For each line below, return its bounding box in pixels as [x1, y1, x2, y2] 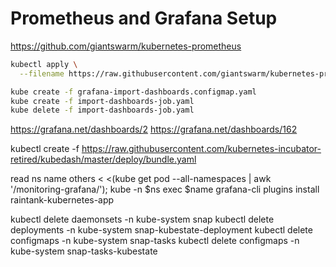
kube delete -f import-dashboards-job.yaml [10, 105, 195, 116]
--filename [19, 68, 65, 79]
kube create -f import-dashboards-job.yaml [10, 96, 195, 106]
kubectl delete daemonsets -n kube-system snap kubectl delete [10, 213, 275, 226]
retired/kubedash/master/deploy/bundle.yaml [10, 153, 197, 166]
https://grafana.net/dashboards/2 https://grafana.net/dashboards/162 [10, 123, 298, 136]
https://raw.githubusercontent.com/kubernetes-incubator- [81, 143, 322, 155]
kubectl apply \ [10, 59, 78, 69]
